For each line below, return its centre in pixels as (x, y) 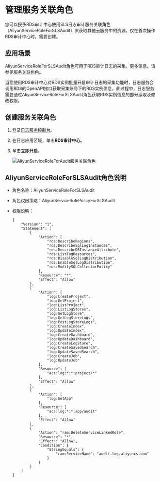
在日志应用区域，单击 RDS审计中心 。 (48, 140)
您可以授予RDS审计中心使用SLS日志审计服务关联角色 (58, 24)
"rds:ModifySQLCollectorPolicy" (80, 267)
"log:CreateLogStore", (70, 344)
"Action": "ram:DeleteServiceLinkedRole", (82, 433)
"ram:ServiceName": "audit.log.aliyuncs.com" (102, 454)
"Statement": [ (36, 229)
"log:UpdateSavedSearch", (73, 352)
